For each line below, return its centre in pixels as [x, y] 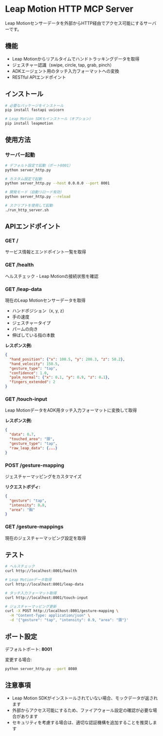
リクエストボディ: [23, 486]
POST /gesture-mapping [35, 465]
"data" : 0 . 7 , [23, 435]
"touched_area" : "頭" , [32, 439]
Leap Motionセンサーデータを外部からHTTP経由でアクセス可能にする [74, 23]
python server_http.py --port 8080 [41, 669]
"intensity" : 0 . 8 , [28, 505]
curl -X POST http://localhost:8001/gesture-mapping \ [62, 611]
